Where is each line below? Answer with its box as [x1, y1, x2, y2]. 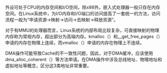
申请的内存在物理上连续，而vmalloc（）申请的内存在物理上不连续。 [5, 40, 144, 46]
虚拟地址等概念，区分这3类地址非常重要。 [5, 63, 92, 69]
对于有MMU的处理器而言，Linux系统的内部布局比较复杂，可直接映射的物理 [5, 27, 159, 33]
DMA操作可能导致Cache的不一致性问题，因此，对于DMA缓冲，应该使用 [5, 50, 153, 56]
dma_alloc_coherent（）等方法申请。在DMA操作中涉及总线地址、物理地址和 [5, 57, 162, 62]
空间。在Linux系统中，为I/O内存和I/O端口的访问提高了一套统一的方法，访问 [5, 10, 160, 16]
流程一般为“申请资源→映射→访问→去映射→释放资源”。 [5, 17, 118, 22]
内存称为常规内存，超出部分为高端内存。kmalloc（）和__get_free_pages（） [5, 34, 163, 39]
